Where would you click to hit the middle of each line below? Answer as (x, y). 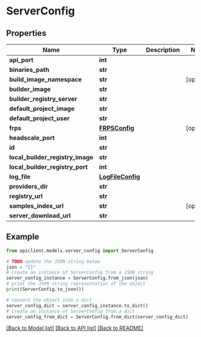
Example (23, 237)
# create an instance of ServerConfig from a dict (71, 311)
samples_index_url (36, 206)
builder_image (30, 89)
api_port (22, 60)
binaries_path (29, 70)
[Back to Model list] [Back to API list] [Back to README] (75, 328)
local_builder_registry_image (51, 157)
